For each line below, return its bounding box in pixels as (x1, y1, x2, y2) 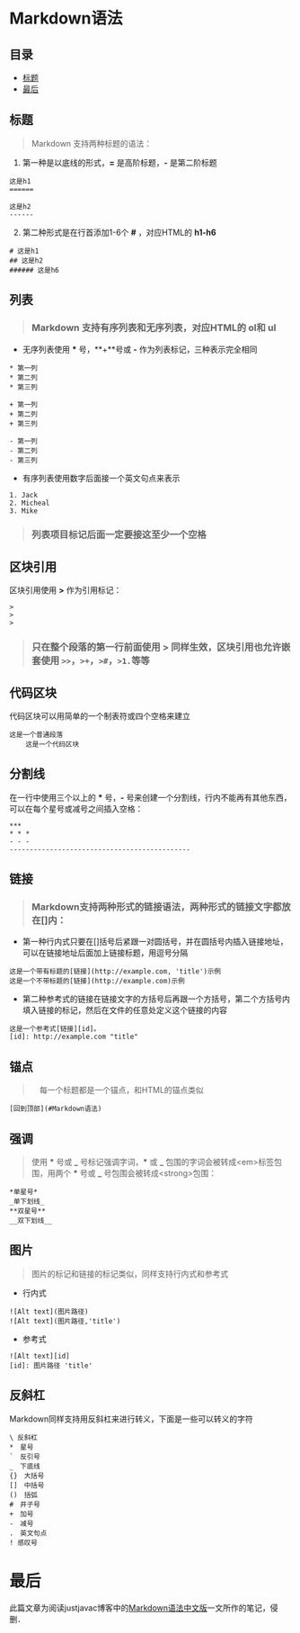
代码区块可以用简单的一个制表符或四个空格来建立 (9, 710, 190, 721)
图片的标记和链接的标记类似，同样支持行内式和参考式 (31, 1268, 229, 1279)
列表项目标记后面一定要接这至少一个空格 (31, 528, 207, 541)
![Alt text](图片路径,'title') (9, 1316, 121, 1325)
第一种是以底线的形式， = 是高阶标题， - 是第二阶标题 (22, 157, 217, 167)
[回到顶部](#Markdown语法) (9, 1104, 102, 1114)
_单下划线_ (9, 1198, 45, 1207)
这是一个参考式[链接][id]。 (9, 1025, 101, 1034)
